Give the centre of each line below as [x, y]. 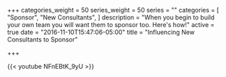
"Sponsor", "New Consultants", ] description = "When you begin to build [111, 17]
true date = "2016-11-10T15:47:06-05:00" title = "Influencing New [101, 32]
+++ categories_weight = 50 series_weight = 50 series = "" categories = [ [113, 10]
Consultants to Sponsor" [43, 40]
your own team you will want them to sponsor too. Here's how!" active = [111, 25]
